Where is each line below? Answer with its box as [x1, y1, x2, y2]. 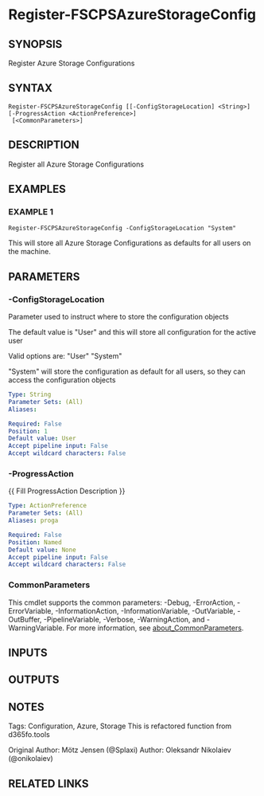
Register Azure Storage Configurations [8, 58, 135, 68]
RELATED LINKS [8, 777, 89, 790]
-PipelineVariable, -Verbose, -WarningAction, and [43, 614, 205, 624]
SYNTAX [8, 81, 53, 95]
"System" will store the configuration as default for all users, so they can [8, 367, 246, 376]
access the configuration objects [8, 375, 116, 384]
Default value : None [8, 546, 77, 554]
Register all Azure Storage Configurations [8, 159, 145, 169]
